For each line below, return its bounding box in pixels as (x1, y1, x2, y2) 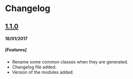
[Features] (5, 47, 27, 52)
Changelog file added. (12, 64, 57, 70)
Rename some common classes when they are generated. (12, 59, 129, 65)
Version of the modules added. (12, 69, 74, 75)
